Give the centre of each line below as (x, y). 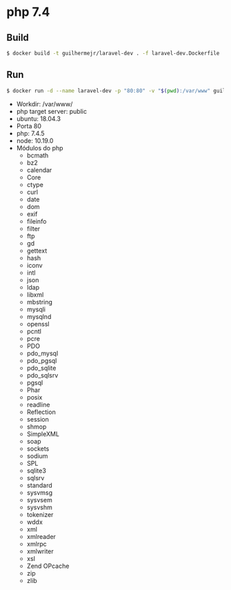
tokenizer (40, 514)
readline (38, 404)
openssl (38, 324)
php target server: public (52, 111)
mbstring (40, 302)
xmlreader (41, 536)
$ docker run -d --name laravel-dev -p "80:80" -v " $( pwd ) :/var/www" (109, 90)
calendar (39, 170)
